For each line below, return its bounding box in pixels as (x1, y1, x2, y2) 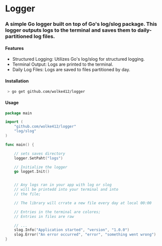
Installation (5, 78, 29, 84)
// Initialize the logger (14, 164, 68, 169)
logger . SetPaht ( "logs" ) (14, 156, 63, 161)
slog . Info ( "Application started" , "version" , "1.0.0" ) (14, 228, 130, 233)
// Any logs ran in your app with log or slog (14, 182, 112, 188)
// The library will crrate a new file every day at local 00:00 (14, 201, 152, 205)
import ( (5, 120, 23, 124)
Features (5, 45, 24, 51)
